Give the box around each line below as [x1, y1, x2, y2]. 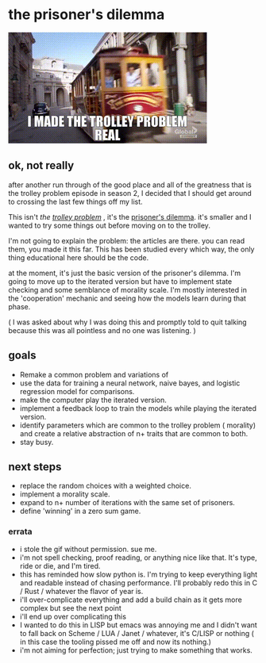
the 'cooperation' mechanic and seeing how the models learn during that [8, 293, 246, 303]
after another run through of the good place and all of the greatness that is [8, 180, 252, 190]
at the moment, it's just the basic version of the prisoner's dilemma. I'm [8, 268, 241, 278]
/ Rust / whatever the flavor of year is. [19, 586, 144, 596]
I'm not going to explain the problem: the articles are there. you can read [8, 236, 245, 245]
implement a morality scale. [19, 489, 110, 499]
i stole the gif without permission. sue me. [19, 544, 157, 554]
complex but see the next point [19, 603, 121, 612]
